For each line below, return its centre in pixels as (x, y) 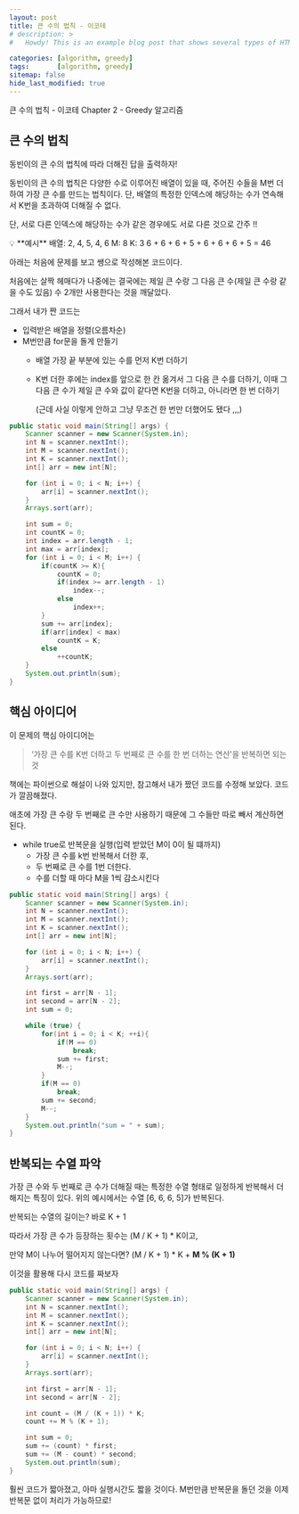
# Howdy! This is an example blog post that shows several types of (143, 42)
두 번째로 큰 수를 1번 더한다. (83, 867)
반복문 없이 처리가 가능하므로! (61, 1500)
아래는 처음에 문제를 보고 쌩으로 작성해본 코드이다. (96, 262)
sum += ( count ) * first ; (71, 1446)
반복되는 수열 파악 (55, 1163)
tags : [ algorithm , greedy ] (71, 67)
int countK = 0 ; (56, 533)
